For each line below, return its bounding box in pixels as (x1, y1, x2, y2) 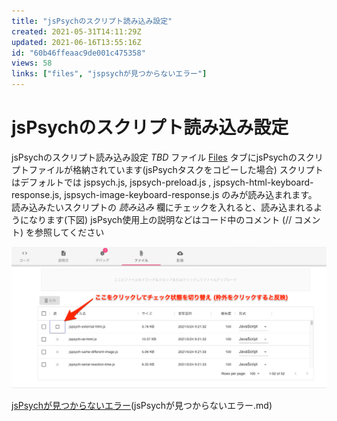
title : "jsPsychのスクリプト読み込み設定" (11, 16, 173, 26)
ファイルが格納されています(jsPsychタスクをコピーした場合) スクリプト (28, 163, 324, 175)
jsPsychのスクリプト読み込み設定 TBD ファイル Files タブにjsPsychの (11, 151, 298, 163)
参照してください (34, 226, 105, 238)
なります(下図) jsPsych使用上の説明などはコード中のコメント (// (28, 213, 293, 225)
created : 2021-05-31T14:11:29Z (11, 26, 142, 37)
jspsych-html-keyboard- (213, 176, 314, 188)
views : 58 (11, 58, 53, 69)
